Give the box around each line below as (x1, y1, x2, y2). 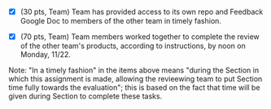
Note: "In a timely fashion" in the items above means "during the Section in (8, 65, 259, 76)
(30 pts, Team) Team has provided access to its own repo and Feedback (20, 7, 264, 16)
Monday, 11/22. (20, 50, 72, 59)
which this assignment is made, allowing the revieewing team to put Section (8, 74, 263, 84)
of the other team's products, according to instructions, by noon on (20, 41, 246, 51)
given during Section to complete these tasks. (8, 91, 163, 101)
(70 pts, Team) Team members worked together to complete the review (20, 32, 260, 41)
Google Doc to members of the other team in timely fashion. (20, 16, 222, 26)
